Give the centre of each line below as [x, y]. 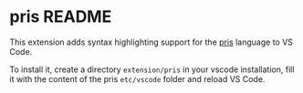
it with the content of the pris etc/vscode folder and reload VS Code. [137, 78]
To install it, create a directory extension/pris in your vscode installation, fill [152, 69]
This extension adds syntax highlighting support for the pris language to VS [151, 42]
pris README [61, 17]
